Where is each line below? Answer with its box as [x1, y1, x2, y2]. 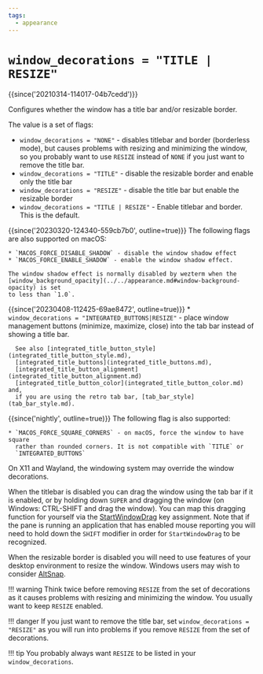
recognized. [8, 537, 47, 547]
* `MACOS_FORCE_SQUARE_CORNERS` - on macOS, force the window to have [8, 429, 244, 437]
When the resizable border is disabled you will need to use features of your [8, 553, 251, 562]
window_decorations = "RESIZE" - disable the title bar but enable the [19, 186, 239, 195]
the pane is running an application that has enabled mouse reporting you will [8, 520, 256, 530]
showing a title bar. [8, 330, 70, 339]
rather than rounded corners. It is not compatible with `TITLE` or [15, 443, 244, 451]
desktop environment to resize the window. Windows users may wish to [8, 561, 240, 571]
